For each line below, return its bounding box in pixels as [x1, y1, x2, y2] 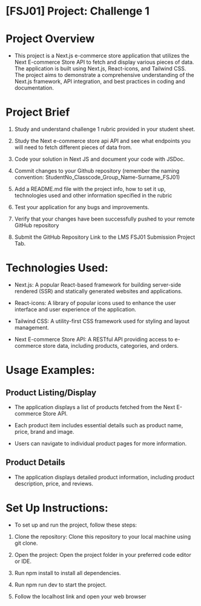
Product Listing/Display [5, 387, 97, 398]
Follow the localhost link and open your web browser [14, 593, 147, 600]
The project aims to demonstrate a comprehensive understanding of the [14, 72, 194, 79]
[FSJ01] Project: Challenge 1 [5, 4, 150, 18]
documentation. [14, 84, 54, 92]
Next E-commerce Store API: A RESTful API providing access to [14, 336, 174, 343]
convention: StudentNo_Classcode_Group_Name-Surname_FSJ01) [14, 174, 180, 181]
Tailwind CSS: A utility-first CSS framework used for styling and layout [14, 318, 190, 325]
